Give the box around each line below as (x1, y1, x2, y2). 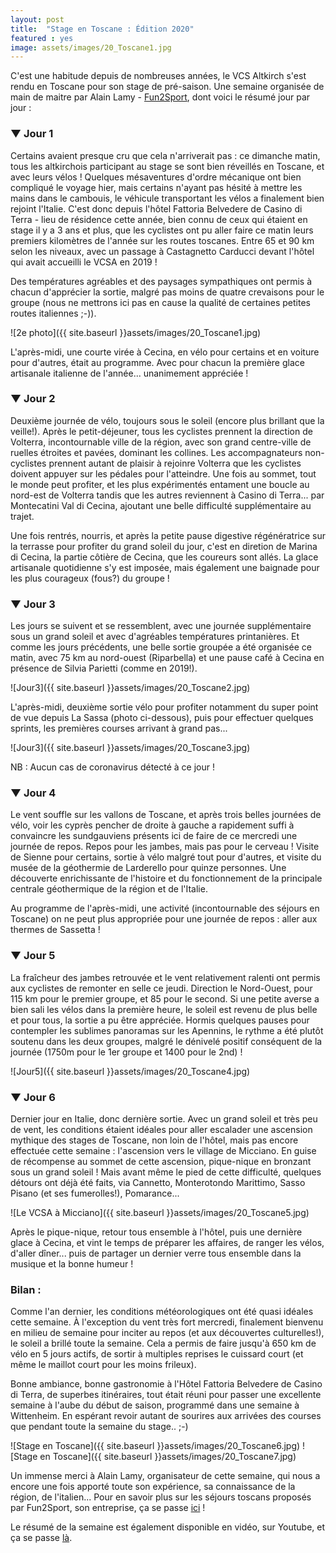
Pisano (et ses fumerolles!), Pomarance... (10, 1187, 180, 1200)
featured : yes (10, 33, 74, 43)
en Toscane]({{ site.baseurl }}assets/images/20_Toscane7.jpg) (39, 1451, 297, 1463)
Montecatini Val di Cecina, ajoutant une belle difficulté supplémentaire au (10, 499, 312, 511)
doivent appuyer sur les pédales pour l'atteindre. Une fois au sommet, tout (10, 467, 317, 480)
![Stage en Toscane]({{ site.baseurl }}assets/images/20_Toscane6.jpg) (10, 1440, 301, 1452)
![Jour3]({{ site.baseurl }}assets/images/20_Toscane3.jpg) (10, 742, 251, 754)
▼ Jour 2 (10, 392, 56, 406)
